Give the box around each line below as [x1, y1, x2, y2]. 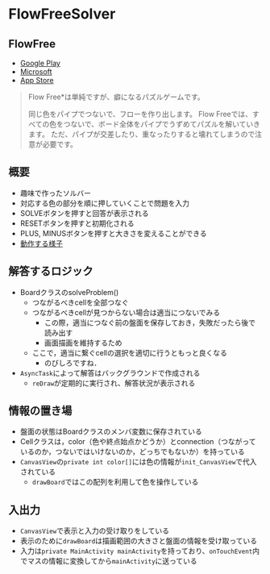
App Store [19, 76, 54, 85]
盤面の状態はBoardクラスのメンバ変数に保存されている [19, 426, 203, 436]
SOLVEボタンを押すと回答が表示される [19, 208, 149, 218]
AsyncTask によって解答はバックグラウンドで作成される [19, 368, 201, 377]
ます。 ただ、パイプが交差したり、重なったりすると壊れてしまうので [27, 130, 255, 139]
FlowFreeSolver [8, 5, 116, 23]
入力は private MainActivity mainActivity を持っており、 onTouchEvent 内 [19, 546, 260, 556]
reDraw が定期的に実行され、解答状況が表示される [31, 378, 196, 388]
